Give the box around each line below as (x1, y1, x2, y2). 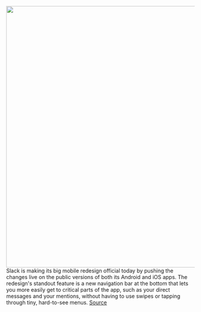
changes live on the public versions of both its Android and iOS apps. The (6, 274, 188, 280)
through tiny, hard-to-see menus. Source (6, 299, 107, 306)
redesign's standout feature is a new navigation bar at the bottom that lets (6, 280, 188, 287)
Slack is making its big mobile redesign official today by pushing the (6, 267, 173, 274)
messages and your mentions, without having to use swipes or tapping (6, 293, 181, 299)
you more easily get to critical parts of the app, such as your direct (6, 286, 170, 293)
